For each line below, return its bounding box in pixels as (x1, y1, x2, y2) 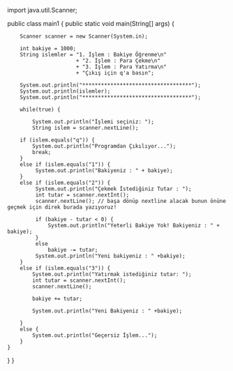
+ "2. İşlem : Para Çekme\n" (75, 57, 160, 64)
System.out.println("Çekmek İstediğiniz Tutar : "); (35, 185, 192, 192)
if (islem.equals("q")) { (20, 137, 96, 144)
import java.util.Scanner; (7, 6, 78, 14)
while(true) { (20, 106, 61, 113)
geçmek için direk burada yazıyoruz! (7, 204, 117, 211)
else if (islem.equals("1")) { (20, 161, 111, 168)
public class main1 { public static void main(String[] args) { (7, 20, 174, 27)
